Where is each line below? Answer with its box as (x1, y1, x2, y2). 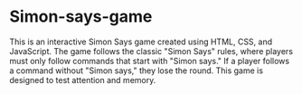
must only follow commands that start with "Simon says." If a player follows (9, 55, 290, 66)
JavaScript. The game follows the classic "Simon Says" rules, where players (9, 45, 294, 56)
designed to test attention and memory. (9, 74, 156, 85)
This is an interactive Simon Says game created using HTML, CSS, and (9, 36, 273, 47)
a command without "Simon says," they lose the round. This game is (9, 65, 264, 76)
